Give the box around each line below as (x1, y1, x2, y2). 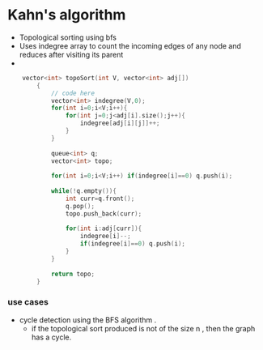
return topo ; (50, 270, 95, 278)
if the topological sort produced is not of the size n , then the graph (31, 323, 256, 333)
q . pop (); (65, 202, 95, 210)
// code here (50, 89, 95, 97)
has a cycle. (31, 332, 72, 342)
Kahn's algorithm (7, 6, 126, 24)
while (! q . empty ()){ (50, 187, 117, 195)
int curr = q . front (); (65, 194, 135, 203)
